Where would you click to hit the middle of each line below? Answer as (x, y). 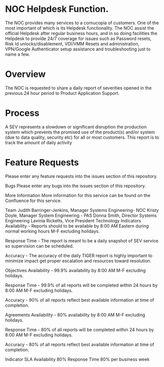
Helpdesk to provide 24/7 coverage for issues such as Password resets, (78, 39)
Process (22, 113)
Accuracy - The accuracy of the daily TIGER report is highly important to (79, 255)
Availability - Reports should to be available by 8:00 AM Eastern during (77, 226)
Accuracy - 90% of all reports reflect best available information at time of (80, 300)
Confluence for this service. (33, 201)
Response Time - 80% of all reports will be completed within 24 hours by (80, 329)
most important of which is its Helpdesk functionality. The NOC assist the (80, 28)
